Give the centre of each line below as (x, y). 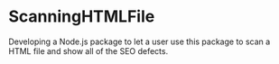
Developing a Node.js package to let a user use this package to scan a (139, 41)
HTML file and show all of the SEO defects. (88, 50)
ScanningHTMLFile (82, 17)
